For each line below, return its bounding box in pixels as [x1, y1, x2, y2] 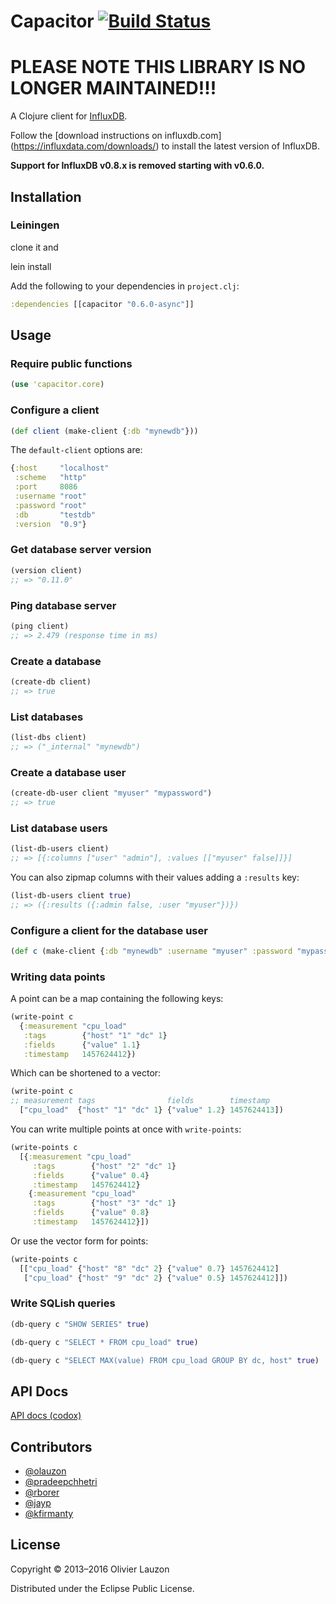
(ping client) [10, 621, 70, 631]
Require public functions [10, 357, 133, 370]
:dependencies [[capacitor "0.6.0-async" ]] [10, 299, 195, 309]
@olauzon [24, 1465, 67, 1477]
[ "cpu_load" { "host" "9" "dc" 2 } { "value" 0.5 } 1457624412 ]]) [23, 1273, 288, 1283]
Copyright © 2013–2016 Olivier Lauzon [10, 1563, 170, 1575]
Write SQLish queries [10, 1296, 116, 1310]
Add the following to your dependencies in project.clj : [10, 280, 240, 292]
